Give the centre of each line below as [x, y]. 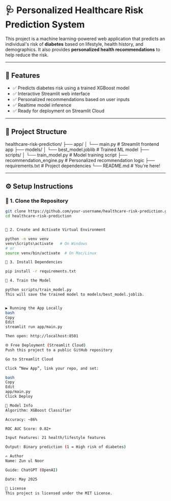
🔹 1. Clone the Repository [37, 201]
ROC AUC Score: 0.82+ [28, 429]
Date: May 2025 [21, 479]
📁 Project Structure [36, 132]
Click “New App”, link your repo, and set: [52, 368]
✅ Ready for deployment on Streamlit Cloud [59, 111]
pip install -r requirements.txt [41, 271]
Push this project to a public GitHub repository [59, 350]
